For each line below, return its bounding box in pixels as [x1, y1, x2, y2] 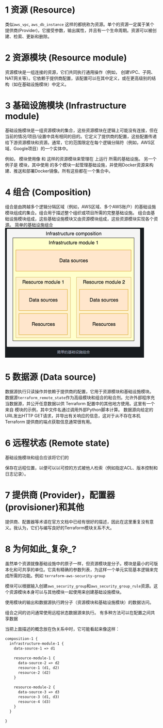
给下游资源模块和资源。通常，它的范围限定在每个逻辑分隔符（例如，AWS [5, 139, 151, 145]
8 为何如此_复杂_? [5, 543, 77, 554]
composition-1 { [5, 636, 38, 641]
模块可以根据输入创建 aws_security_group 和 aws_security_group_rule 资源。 [5, 583, 154, 589]
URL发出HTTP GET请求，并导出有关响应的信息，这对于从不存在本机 [5, 412, 141, 418]
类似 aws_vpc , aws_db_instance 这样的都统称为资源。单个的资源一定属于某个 [5, 21, 154, 27]
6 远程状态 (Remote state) [5, 437, 110, 448]
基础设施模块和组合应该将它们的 [5, 454, 69, 460]
